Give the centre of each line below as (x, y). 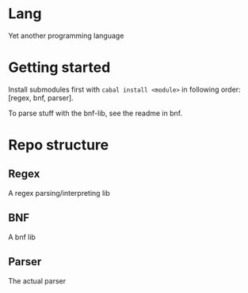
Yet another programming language (66, 36)
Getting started (59, 68)
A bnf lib (22, 237)
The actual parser (37, 280)
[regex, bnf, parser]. (41, 98)
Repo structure (59, 145)
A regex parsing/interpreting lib (59, 193)
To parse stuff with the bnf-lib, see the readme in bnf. (95, 113)
